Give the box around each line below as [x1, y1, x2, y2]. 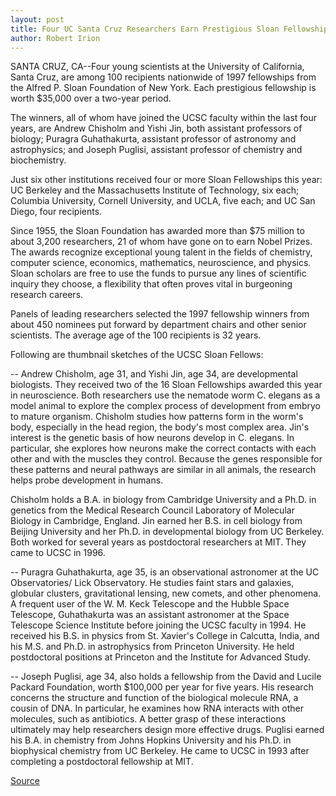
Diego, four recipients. [10, 206, 103, 218]
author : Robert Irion [10, 33, 101, 43]
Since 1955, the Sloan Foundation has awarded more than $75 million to [10, 225, 305, 237]
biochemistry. [10, 154, 67, 166]
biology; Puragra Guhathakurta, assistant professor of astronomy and [10, 133, 297, 145]
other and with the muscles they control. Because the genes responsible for [10, 453, 323, 465]
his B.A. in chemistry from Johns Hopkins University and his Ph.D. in [10, 734, 292, 746]
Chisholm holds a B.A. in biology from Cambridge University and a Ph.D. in [10, 494, 317, 506]
